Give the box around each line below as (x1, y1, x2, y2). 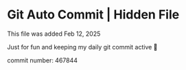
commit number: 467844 (7, 56, 78, 65)
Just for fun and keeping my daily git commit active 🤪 (7, 43, 158, 51)
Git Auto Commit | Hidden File (7, 7, 180, 23)
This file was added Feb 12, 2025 (7, 30, 101, 38)
